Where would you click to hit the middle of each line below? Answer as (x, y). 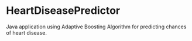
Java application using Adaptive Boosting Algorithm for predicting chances (96, 27)
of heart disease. (27, 32)
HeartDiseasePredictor (63, 11)
